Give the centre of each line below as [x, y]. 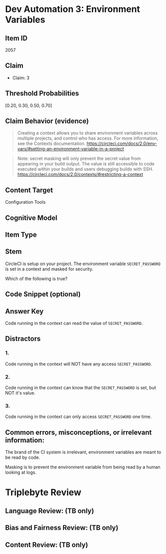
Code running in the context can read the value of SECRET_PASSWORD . [74, 323]
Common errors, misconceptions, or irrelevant [79, 432]
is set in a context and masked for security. [49, 269]
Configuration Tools [25, 202]
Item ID [16, 38]
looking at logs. [21, 472]
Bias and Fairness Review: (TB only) [62, 528]
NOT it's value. [20, 393]
